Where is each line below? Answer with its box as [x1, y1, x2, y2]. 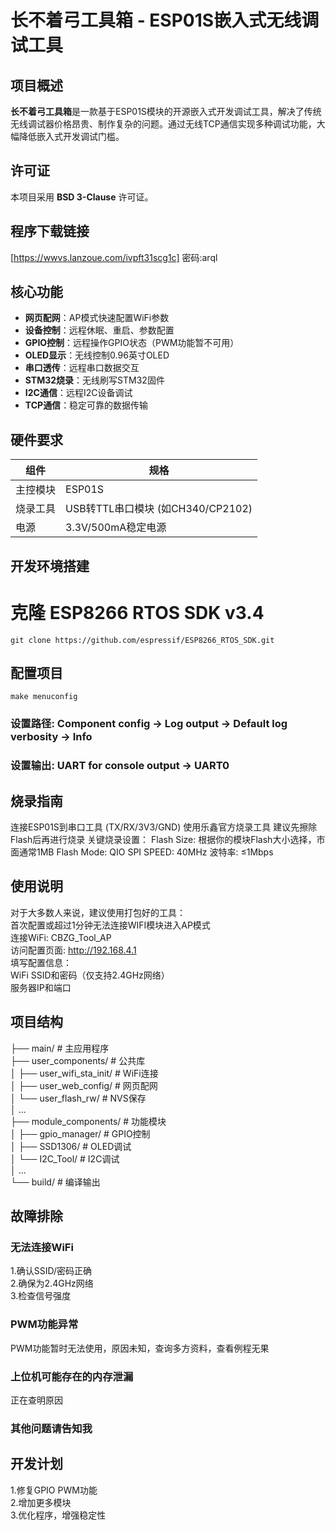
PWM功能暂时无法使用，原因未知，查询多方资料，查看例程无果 [10, 1342, 270, 1354]
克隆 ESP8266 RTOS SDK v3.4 [10, 601, 265, 624]
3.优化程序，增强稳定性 [10, 1509, 107, 1521]
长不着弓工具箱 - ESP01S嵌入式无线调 [10, 9, 320, 32]
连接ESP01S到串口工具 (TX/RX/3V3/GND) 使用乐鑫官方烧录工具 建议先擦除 [10, 821, 318, 833]
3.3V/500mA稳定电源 [65, 521, 167, 535]
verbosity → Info [10, 730, 93, 744]
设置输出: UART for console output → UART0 [10, 759, 230, 773]
